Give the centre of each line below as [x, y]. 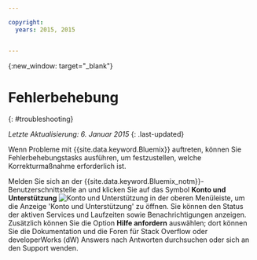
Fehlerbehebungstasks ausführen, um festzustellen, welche [105, 158]
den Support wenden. [43, 248]
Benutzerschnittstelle [42, 190]
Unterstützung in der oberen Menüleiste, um [127, 198]
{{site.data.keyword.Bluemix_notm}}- [144, 181]
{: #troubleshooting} [41, 119]
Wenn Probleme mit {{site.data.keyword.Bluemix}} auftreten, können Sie [125, 149]
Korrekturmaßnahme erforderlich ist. [67, 167]
